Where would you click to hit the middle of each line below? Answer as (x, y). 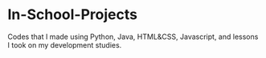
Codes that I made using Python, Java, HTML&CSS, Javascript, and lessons (133, 37)
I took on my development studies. (65, 44)
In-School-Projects (73, 15)
